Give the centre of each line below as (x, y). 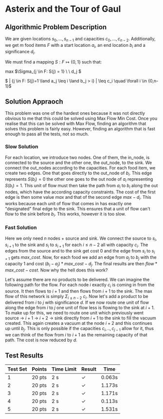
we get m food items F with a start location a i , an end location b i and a (75, 46)
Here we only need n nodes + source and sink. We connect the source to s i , (81, 239)
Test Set (17, 369)
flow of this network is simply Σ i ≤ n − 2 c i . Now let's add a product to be (77, 297)
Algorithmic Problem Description (56, 27)
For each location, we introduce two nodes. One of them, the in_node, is (77, 157)
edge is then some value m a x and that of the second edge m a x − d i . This (78, 198)
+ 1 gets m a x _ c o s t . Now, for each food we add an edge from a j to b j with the (81, 258)
